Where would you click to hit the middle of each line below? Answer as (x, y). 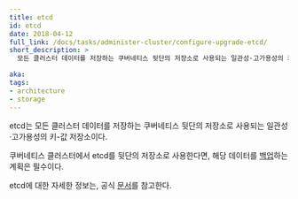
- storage (27, 99)
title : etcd (31, 17)
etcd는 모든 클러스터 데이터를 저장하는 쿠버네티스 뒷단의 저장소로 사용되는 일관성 (149, 126)
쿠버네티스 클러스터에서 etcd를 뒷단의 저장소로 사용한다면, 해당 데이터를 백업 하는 (149, 155)
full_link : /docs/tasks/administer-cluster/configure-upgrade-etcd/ (138, 42)
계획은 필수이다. (37, 166)
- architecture (37, 91)
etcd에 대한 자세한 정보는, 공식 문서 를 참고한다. (90, 185)
